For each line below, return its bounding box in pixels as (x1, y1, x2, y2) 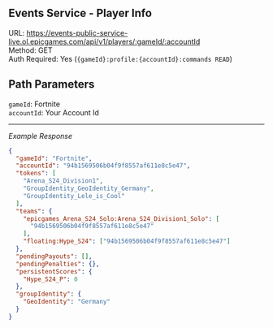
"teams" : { (15, 207, 53, 215)
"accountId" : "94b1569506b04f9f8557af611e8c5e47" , (15, 162, 191, 170)
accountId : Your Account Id (8, 107, 100, 117)
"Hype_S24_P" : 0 (23, 275, 79, 283)
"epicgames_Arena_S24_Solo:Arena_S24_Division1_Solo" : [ (23, 214, 220, 222)
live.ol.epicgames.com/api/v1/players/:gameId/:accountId (8, 37, 201, 46)
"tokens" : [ (15, 170, 57, 178)
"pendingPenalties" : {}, (15, 260, 100, 268)
